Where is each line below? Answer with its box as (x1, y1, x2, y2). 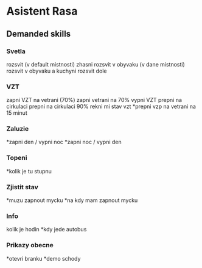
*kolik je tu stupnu (6, 167, 52, 175)
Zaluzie (6, 125, 29, 133)
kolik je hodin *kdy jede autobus (6, 226, 87, 233)
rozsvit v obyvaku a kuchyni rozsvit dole (6, 67, 107, 74)
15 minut (6, 109, 27, 117)
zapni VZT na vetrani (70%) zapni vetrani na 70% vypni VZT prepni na (6, 96, 183, 104)
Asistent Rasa (6, 4, 78, 18)
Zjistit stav (6, 183, 38, 191)
